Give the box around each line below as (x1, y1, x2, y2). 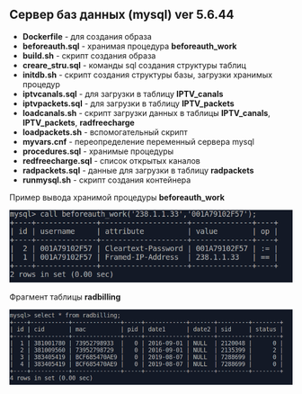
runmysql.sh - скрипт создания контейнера (22, 175, 191, 185)
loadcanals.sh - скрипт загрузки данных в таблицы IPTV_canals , (22, 107, 271, 118)
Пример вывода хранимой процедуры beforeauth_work (9, 192, 225, 202)
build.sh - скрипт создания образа (22, 49, 156, 61)
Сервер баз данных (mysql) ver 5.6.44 (9, 7, 235, 22)
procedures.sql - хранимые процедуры (22, 146, 174, 157)
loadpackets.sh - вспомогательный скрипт (22, 126, 189, 138)
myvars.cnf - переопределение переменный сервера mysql (22, 136, 254, 147)
